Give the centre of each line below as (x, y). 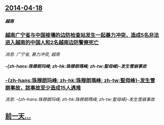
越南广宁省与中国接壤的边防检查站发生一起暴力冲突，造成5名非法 (82, 35)
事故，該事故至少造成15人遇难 (45, 88)
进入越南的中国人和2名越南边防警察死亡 (52, 43)
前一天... (18, 116)
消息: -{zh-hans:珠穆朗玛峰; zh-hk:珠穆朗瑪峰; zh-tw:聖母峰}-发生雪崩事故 (80, 100)
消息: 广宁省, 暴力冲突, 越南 (32, 54)
